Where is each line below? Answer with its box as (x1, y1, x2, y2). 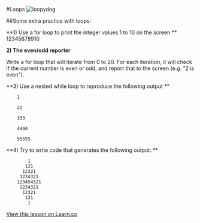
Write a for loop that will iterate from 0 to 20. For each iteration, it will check (6, 59, 193, 65)
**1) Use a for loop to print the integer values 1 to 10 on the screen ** (6, 29, 177, 36)
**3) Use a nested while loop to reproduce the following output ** (6, 83, 169, 90)
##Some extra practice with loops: (6, 17, 92, 24)
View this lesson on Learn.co (6, 210, 78, 218)
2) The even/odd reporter (6, 47, 71, 54)
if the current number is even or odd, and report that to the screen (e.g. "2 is (6, 65, 195, 72)
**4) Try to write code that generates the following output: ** (6, 146, 159, 154)
